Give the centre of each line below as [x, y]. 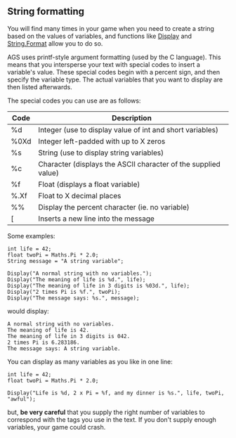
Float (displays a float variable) [89, 184]
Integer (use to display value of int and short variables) [129, 129]
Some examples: [31, 236]
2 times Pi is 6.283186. [44, 342]
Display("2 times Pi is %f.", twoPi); [64, 292]
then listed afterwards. [40, 86]
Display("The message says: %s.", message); [73, 298]
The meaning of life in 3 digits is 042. [69, 336]
